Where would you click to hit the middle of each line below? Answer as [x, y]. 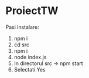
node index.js [30, 57]
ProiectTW [32, 11]
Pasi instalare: [22, 27]
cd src [22, 45]
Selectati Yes [30, 69]
